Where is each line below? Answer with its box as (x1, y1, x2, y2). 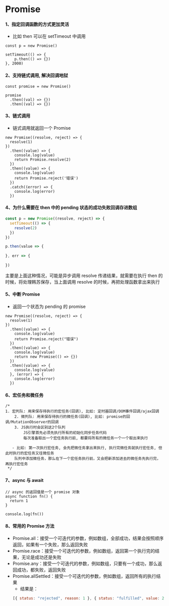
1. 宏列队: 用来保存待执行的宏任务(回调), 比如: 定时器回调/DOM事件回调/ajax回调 (5, 409, 160, 414)
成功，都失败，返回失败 (17, 567, 66, 573)
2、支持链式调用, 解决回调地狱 (5, 72, 68, 78)
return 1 (10, 499, 28, 504)
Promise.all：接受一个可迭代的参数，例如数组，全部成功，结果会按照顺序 (12, 535, 164, 541)
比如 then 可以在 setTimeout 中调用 (12, 33, 86, 39)
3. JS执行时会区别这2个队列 (14, 425, 66, 430)
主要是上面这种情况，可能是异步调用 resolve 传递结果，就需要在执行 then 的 (5, 272, 163, 279)
